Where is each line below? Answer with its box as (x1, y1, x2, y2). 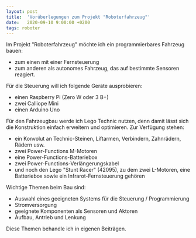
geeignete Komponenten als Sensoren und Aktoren (14, 208, 138, 215)
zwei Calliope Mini (14, 100, 59, 107)
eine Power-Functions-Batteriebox (14, 154, 98, 161)
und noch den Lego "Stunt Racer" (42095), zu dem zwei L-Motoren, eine (14, 166, 190, 174)
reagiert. (14, 71, 36, 78)
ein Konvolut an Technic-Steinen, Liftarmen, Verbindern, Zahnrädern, (14, 135, 181, 142)
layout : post (6, 8, 38, 15)
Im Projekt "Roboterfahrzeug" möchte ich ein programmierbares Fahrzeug (6, 41, 185, 48)
